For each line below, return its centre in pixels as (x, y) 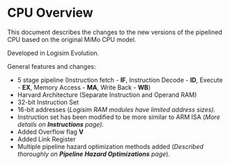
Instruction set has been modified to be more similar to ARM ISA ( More (119, 117)
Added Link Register (46, 139)
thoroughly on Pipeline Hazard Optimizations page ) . (94, 154)
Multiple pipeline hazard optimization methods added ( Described (110, 146)
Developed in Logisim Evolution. (53, 53)
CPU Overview (50, 13)
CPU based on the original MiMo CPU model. (72, 39)
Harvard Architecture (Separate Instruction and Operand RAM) (107, 95)
